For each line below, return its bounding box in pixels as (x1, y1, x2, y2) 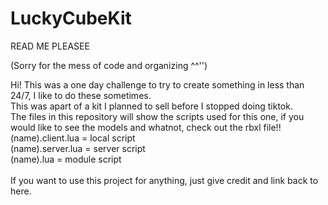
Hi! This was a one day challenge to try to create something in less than (10, 78, 305, 91)
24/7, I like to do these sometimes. (10, 89, 152, 101)
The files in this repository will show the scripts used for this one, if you (10, 110, 305, 122)
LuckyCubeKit (10, 7, 132, 30)
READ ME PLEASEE (10, 40, 90, 52)
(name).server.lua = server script (10, 142, 146, 154)
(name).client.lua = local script (10, 132, 136, 144)
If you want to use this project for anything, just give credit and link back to (10, 174, 319, 186)
